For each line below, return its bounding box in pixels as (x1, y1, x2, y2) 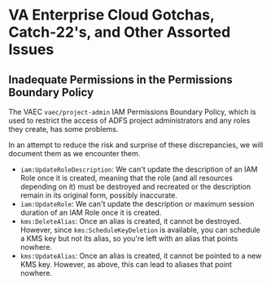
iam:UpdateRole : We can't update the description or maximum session (20, 199, 255, 208)
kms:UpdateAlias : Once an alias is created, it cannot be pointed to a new (20, 251, 262, 260)
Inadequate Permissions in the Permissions (8, 72, 234, 86)
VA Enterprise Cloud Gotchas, (8, 6, 215, 24)
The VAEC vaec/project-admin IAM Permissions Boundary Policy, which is (8, 107, 256, 116)
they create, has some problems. (8, 125, 119, 133)
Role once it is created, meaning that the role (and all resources (20, 173, 234, 182)
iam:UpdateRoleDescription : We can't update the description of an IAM (20, 164, 258, 174)
